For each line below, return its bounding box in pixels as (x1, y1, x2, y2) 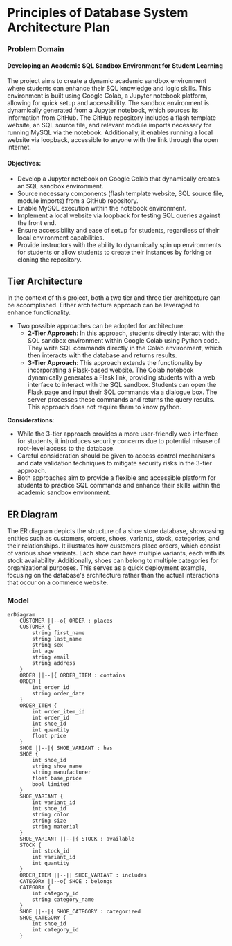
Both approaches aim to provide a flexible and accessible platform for (17, 474, 216, 482)
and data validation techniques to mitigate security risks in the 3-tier (17, 459, 213, 467)
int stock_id (32, 848, 70, 855)
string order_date (32, 690, 85, 697)
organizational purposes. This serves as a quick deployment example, (7, 564, 206, 572)
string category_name (32, 896, 95, 903)
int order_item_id (32, 708, 85, 715)
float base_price (32, 775, 82, 782)
